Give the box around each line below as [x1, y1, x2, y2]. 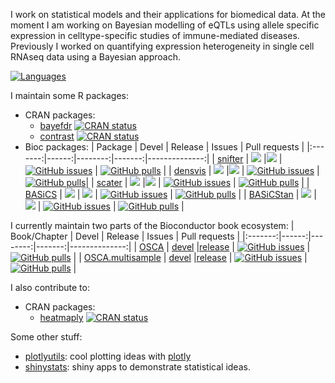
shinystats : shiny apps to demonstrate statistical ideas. [24, 361, 251, 373]
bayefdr [39, 120, 73, 131]
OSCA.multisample [83, 252, 162, 263]
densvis [173, 165, 207, 176]
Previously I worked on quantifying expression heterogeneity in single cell [10, 40, 315, 52]
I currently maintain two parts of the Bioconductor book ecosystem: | [10, 220, 295, 231]
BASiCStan [248, 189, 294, 200]
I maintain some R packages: [10, 90, 129, 101]
